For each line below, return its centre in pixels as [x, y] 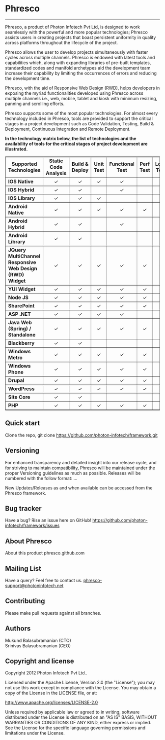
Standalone [22, 334]
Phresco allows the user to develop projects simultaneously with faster [77, 52]
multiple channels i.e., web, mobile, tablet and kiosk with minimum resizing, [81, 98]
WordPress [21, 389]
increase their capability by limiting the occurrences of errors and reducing [81, 73]
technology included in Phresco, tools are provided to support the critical [79, 118]
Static [56, 161]
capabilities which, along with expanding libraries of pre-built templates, [78, 63]
